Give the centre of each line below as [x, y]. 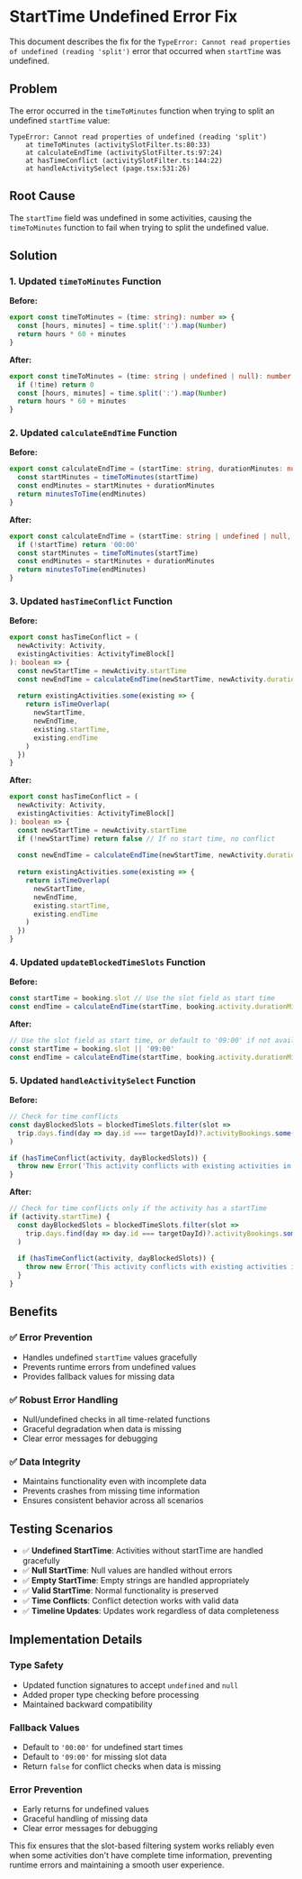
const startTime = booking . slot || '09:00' [92, 1049]
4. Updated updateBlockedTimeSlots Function [107, 962]
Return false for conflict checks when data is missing [122, 1766]
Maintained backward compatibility [87, 1704]
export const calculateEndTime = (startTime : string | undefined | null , [151, 536]
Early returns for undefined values [86, 1810]
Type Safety [36, 1665]
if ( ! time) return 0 [56, 385]
